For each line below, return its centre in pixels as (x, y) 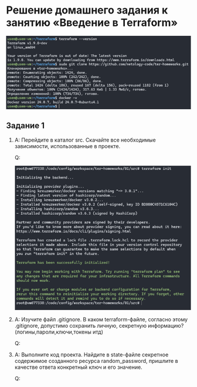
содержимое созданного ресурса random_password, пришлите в (96, 361)
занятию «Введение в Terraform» (92, 23)
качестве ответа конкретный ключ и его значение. (78, 367)
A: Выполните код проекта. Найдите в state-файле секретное (91, 355)
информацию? (166, 326)
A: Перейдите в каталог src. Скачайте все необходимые (85, 140)
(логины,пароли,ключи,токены (53, 332)
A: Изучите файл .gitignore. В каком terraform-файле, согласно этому (101, 319)
